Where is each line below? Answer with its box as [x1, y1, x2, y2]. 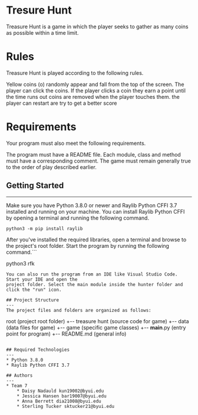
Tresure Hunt [6, 4, 72, 17]
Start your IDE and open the [6, 276, 78, 283]
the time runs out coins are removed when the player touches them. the [6, 93, 180, 100]
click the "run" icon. [6, 287, 62, 293]
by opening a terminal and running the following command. [6, 214, 149, 221]
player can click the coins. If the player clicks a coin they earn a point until [6, 87, 186, 94]
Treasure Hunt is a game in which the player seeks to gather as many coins [6, 23, 189, 30]
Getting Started [6, 181, 64, 191]
